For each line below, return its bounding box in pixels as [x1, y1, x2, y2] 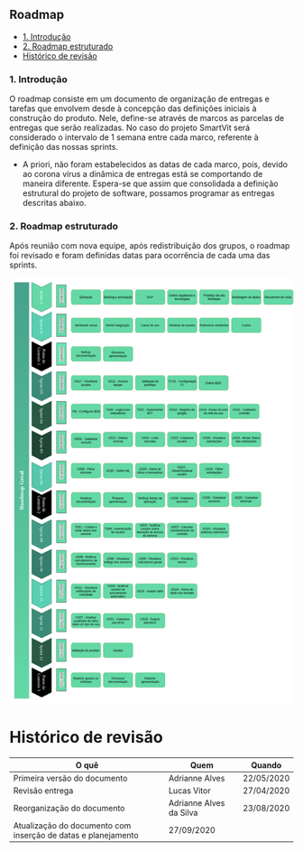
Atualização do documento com [13, 819, 132, 830]
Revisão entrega [13, 785, 74, 796]
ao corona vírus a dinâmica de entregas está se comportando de [22, 169, 263, 180]
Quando [251, 759, 282, 771]
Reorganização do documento [13, 802, 125, 813]
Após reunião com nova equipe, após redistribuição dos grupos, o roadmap [9, 240, 290, 251]
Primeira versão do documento [13, 772, 128, 783]
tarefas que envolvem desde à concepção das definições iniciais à [9, 103, 257, 114]
